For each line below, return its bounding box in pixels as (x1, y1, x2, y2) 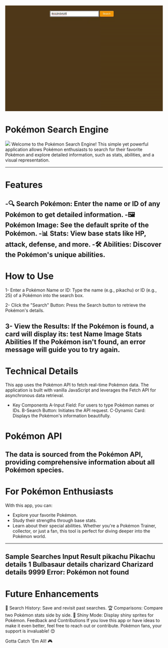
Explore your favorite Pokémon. (12, 512, 77, 518)
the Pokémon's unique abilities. (5, 250, 105, 259)
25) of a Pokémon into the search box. (5, 292, 84, 298)
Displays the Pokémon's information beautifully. (12, 413, 111, 419)
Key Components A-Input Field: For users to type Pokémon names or (12, 402, 154, 408)
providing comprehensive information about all (5, 458, 155, 466)
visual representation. (5, 157, 50, 163)
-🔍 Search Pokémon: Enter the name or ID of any (5, 199, 160, 208)
